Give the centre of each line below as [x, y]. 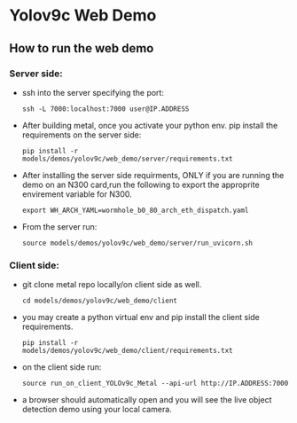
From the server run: [59, 226]
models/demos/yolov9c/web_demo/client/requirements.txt [127, 351]
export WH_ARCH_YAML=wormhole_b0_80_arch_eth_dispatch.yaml [135, 210]
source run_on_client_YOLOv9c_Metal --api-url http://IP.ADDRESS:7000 [155, 384]
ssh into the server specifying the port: [93, 92]
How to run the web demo [82, 48]
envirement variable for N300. [77, 194]
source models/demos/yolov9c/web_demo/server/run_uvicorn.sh [137, 243]
